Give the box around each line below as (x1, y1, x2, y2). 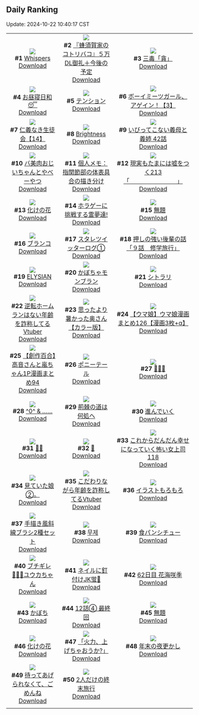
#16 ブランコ (14, 239, 52, 247)
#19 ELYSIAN (14, 272, 52, 281)
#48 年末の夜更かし (126, 642, 181, 650)
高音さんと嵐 (11, 360, 48, 368)
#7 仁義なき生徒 (9, 125, 55, 134)
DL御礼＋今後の (64, 59, 108, 67)
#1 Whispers (14, 53, 51, 62)
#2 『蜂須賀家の (63, 41, 109, 49)
